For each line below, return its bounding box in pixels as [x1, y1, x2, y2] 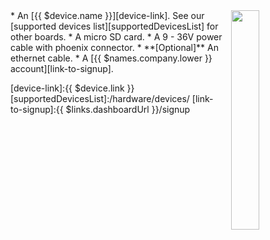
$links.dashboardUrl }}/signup [65, 104, 191, 115]
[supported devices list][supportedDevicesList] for [10, 20, 219, 32]
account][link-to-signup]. [10, 63, 114, 74]
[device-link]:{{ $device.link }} [10, 82, 135, 94]
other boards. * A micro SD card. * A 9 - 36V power [10, 31, 223, 43]
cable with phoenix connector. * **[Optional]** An [10, 42, 219, 53]
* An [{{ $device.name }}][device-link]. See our [10, 10, 205, 21]
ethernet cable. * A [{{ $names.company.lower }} [10, 52, 213, 64]
